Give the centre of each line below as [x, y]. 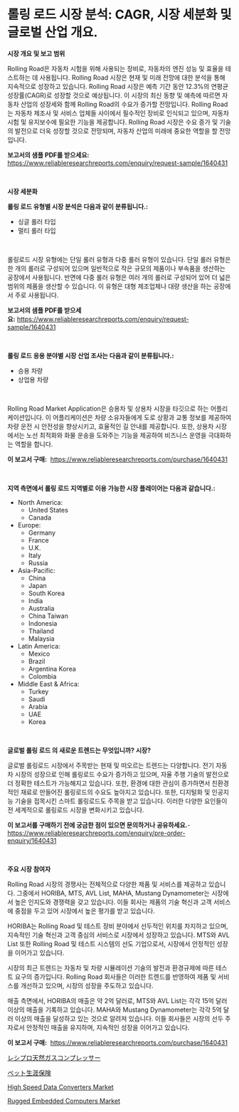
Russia [38, 562]
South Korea [47, 593]
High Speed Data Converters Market [60, 1087]
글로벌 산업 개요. [53, 32]
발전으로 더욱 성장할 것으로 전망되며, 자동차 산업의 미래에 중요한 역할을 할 [116, 131]
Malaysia [41, 639]
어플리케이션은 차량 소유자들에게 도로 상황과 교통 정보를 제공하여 [142, 417]
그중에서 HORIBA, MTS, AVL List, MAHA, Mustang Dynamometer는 [113, 893]
